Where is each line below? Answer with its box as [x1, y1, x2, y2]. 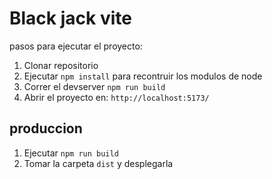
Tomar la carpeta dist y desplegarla [23, 157, 174, 169]
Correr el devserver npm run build [23, 80, 166, 92]
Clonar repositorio [23, 59, 99, 71]
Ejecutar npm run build [23, 147, 119, 159]
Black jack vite [9, 7, 132, 30]
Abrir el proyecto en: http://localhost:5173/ [23, 91, 210, 103]
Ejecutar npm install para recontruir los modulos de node [23, 70, 263, 82]
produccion [9, 120, 83, 137]
